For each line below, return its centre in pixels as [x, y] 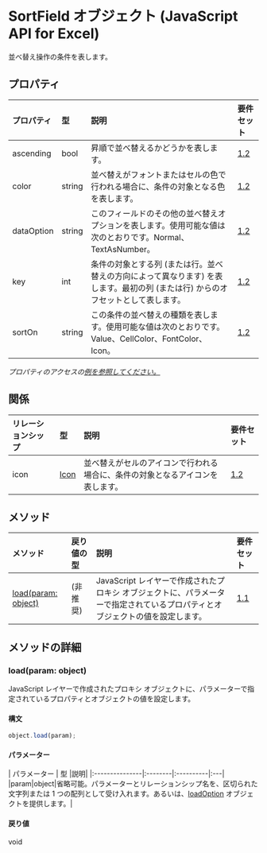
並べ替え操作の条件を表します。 [60, 56]
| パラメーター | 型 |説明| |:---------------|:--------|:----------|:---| [116, 774]
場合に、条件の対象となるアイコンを [151, 475]
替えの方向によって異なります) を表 [157, 276]
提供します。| [51, 804]
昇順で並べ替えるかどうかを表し [151, 148]
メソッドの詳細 [45, 648]
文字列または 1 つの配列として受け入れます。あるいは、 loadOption [116, 794]
